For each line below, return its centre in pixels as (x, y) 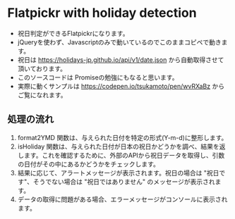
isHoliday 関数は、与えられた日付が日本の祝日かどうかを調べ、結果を (119, 146)
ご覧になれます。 (42, 95)
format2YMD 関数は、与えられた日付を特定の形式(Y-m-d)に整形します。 (122, 137)
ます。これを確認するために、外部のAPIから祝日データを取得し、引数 (124, 155)
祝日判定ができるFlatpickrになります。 (73, 33)
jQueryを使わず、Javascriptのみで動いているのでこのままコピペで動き (119, 42)
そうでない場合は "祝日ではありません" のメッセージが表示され (124, 182)
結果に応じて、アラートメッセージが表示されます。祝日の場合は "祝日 (118, 173)
